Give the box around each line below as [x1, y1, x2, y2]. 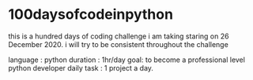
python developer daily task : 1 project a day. [8, 63, 154, 72]
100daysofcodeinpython [8, 5, 174, 24]
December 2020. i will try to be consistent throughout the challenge [8, 39, 229, 49]
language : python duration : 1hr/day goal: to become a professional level [8, 55, 245, 64]
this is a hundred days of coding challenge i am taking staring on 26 [8, 31, 229, 41]
